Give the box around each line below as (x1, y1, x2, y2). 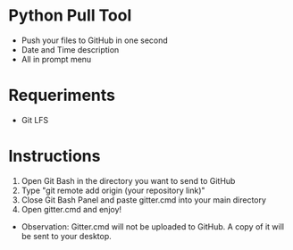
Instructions (8, 146, 101, 166)
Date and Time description (21, 44, 120, 54)
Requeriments (8, 86, 115, 105)
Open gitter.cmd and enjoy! (21, 204, 122, 214)
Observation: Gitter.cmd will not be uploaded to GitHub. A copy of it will (21, 221, 285, 232)
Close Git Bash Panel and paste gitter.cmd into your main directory (21, 194, 267, 205)
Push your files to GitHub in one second (21, 35, 169, 46)
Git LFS (21, 114, 49, 125)
